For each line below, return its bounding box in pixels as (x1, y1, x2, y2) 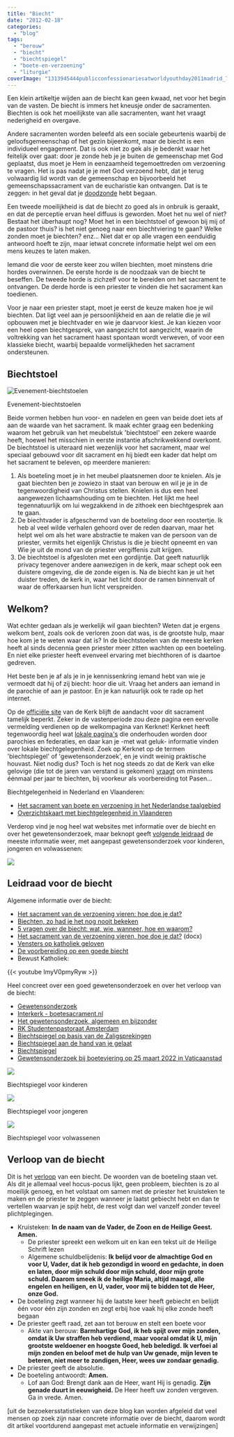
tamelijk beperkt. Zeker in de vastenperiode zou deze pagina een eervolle (7, 715, 219, 723)
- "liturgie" (13, 68, 52, 75)
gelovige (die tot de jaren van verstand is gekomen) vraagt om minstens (7, 767, 214, 775)
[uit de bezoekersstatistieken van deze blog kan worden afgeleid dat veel (7, 1406, 217, 1415)
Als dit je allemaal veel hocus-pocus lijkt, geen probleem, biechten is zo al (7, 1179, 219, 1188)
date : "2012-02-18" (7, 17, 64, 24)
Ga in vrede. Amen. (27, 1393, 84, 1401)
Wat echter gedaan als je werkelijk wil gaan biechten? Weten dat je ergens (7, 622, 221, 629)
